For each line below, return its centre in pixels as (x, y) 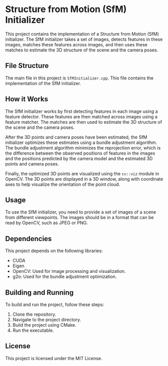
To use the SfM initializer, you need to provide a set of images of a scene (81, 212)
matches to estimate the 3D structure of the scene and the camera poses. (82, 50)
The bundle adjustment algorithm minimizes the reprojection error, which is (83, 148)
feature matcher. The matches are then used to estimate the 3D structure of (84, 122)
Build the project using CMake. (44, 325)
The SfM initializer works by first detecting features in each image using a (81, 111)
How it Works (27, 99)
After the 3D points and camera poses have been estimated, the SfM (76, 137)
